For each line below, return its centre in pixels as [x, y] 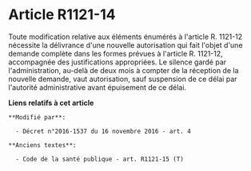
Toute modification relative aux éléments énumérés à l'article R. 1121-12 [125, 37]
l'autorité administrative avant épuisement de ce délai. [97, 87]
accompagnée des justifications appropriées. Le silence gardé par [118, 62]
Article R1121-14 [62, 15]
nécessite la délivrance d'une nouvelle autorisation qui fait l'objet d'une [125, 45]
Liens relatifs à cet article [51, 103]
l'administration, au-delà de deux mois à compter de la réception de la [124, 70]
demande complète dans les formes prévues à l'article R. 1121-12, [116, 53]
